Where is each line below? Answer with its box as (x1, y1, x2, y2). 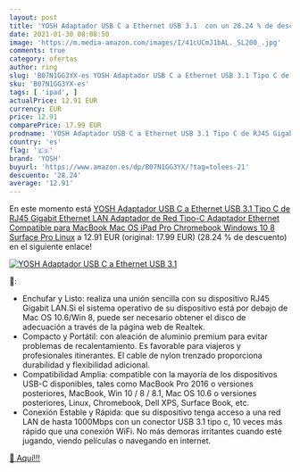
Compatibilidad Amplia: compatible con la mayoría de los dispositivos (21, 369, 278, 380)
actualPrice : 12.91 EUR (9, 95, 98, 105)
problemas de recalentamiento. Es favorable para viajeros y (21, 341, 241, 352)
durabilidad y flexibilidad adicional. (21, 360, 150, 370)
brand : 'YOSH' (9, 153, 62, 163)
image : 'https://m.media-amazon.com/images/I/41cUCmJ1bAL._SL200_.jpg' (9, 37, 281, 47)
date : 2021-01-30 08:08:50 (9, 29, 110, 38)
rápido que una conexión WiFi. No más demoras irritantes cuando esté (21, 426, 283, 437)
